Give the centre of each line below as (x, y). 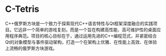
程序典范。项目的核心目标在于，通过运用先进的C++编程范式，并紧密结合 (83, 36)
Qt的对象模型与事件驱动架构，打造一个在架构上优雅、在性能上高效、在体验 (81, 42)
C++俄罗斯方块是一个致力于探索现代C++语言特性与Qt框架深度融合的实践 (79, 23)
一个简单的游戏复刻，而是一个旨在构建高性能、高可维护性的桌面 (91, 29)
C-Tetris (22, 9)
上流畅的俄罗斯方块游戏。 (31, 48)
